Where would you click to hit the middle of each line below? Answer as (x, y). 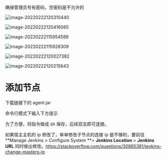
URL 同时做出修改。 (25, 146)
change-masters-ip (25, 151)
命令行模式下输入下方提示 (31, 113)
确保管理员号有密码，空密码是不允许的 (44, 7)
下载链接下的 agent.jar (28, 102)
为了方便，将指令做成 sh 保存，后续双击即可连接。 (57, 124)
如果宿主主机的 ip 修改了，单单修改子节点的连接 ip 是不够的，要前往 (75, 134)
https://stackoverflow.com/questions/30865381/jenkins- (103, 146)
